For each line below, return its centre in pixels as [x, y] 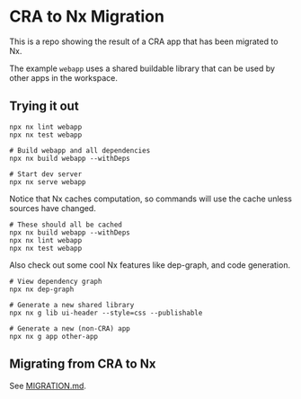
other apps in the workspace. [64, 77]
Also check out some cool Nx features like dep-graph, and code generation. [150, 265]
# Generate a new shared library [72, 305]
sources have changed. [53, 208]
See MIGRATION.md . [48, 386]
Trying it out [44, 106]
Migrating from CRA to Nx [83, 364]
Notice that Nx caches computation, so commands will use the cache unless [150, 199]
